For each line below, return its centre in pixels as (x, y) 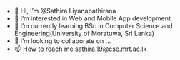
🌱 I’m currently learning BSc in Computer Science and (93, 26)
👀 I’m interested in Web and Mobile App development (92, 18)
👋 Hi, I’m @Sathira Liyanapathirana (65, 11)
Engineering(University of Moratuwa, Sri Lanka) (84, 33)
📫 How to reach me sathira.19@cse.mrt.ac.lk (80, 49)
